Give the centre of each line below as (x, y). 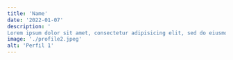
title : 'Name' (28, 13)
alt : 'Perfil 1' (31, 46)
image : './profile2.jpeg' (44, 39)
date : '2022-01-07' (35, 20)
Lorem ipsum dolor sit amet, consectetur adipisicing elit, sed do (107, 33)
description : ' (29, 26)
